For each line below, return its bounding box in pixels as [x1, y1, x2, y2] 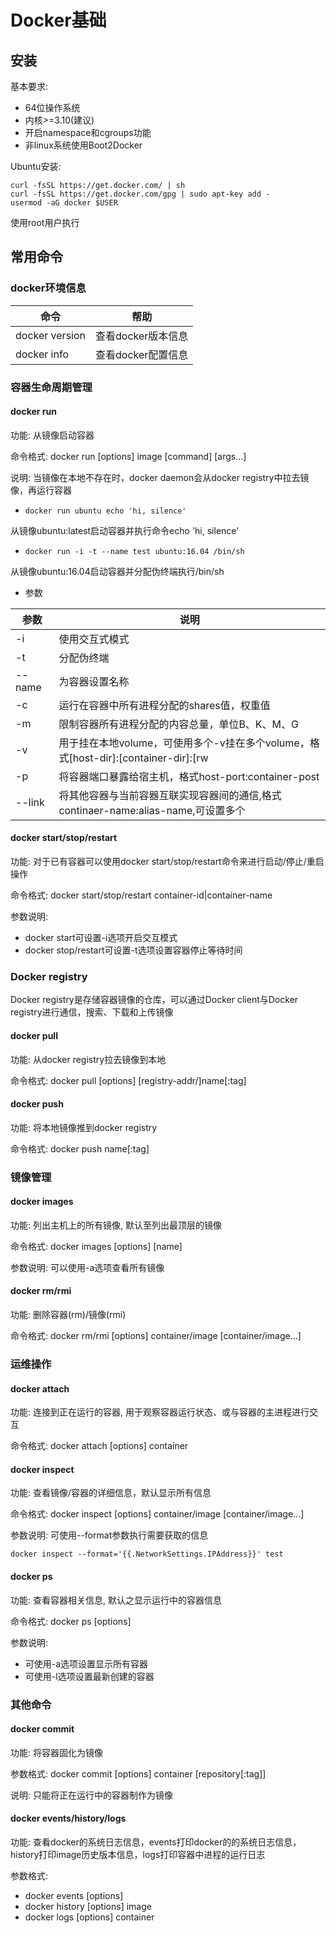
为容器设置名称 [58, 674, 130, 688]
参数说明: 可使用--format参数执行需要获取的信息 [10, 1529, 209, 1541]
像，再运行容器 [10, 484, 72, 496]
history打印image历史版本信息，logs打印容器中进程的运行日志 [10, 1848, 266, 1860]
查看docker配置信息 [95, 347, 189, 361]
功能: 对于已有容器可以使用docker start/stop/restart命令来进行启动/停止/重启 [10, 856, 325, 868]
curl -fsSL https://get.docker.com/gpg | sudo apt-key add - [10, 189, 271, 199]
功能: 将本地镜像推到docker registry [10, 1121, 158, 1133]
